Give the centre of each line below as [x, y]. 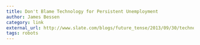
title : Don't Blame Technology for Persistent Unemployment [82, 11]
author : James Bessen [33, 17]
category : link [25, 22]
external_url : [24, 28]
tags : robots [22, 33]
